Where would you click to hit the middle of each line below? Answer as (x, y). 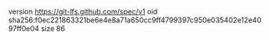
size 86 (53, 28)
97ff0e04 (24, 28)
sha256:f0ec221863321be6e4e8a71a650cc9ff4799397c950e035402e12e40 (135, 20)
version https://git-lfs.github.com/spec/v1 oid (83, 12)
